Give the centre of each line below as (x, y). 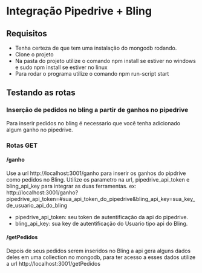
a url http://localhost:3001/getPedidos (54, 264)
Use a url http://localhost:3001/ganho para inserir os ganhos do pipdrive (96, 173)
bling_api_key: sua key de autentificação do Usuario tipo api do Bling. (101, 223)
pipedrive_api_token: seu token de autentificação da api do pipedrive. (102, 217)
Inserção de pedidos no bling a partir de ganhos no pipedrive (97, 110)
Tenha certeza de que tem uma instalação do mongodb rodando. (96, 48)
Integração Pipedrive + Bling (79, 11)
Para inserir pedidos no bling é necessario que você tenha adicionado (93, 123)
